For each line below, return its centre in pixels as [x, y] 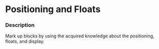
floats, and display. [25, 41]
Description [20, 25]
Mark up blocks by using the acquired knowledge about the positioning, [80, 36]
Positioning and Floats [53, 9]
